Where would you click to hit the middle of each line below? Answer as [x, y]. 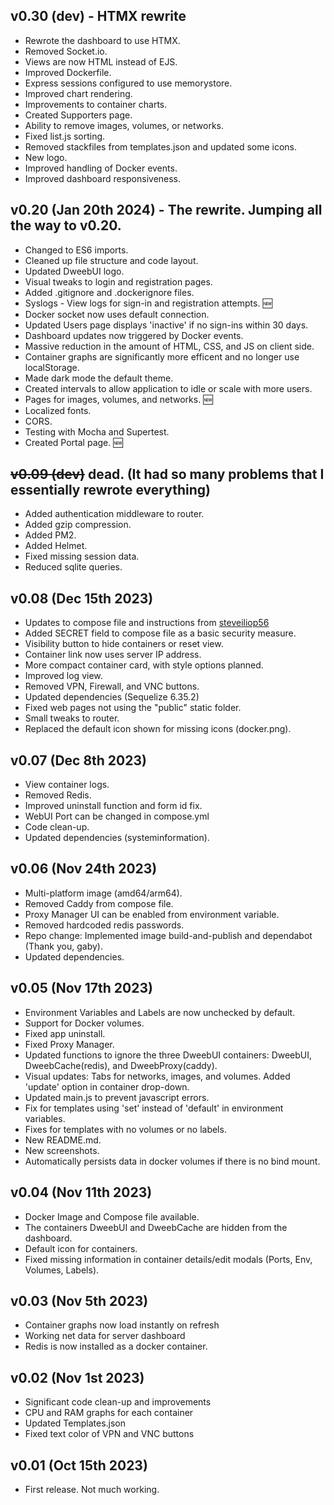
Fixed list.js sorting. [65, 136]
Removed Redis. [58, 795]
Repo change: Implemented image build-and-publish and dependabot [168, 935]
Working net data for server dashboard [105, 1336]
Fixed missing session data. [82, 556]
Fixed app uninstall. [65, 1033]
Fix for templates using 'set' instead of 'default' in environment [154, 1108]
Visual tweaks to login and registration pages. [118, 281]
